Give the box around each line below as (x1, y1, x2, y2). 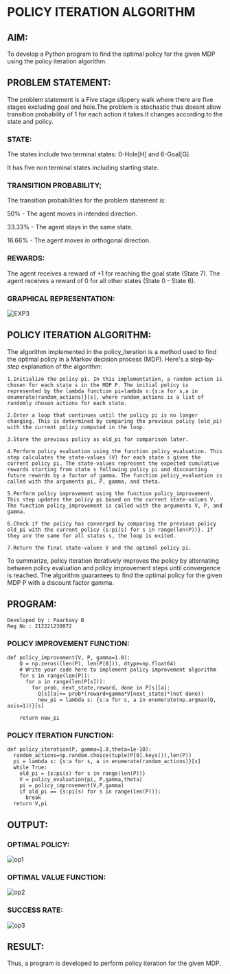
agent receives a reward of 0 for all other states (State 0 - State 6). (7, 276, 196, 284)
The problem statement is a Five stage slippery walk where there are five (7, 95, 214, 103)
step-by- (189, 355, 215, 363)
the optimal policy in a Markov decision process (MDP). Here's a (7, 355, 189, 363)
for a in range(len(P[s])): (25, 678, 106, 685)
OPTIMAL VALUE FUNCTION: (7, 872, 106, 882)
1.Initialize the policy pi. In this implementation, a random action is (7, 375, 223, 382)
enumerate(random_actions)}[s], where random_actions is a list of (7, 393, 205, 400)
